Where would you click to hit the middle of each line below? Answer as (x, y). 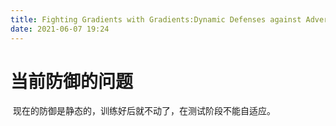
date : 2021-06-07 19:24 (60, 29)
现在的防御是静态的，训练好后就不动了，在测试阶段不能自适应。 (144, 111)
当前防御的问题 (72, 81)
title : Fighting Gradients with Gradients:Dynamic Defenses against (156, 19)
